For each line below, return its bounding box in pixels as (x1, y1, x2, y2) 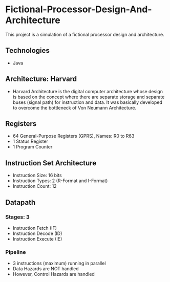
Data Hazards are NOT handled (12, 266, 79, 272)
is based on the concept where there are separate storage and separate (12, 94, 165, 100)
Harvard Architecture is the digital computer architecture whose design (12, 88, 163, 94)
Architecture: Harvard (5, 75, 77, 83)
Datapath (5, 198, 36, 207)
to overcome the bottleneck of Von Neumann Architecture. (12, 104, 137, 111)
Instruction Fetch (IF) (12, 225, 57, 231)
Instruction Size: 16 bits (12, 172, 62, 179)
